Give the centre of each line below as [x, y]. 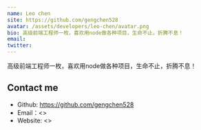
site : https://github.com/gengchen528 [63, 20]
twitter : [20, 45]
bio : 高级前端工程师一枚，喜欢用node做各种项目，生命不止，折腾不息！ [95, 33]
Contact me [33, 88]
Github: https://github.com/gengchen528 [75, 105]
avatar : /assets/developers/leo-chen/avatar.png [78, 26]
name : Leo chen [29, 13]
